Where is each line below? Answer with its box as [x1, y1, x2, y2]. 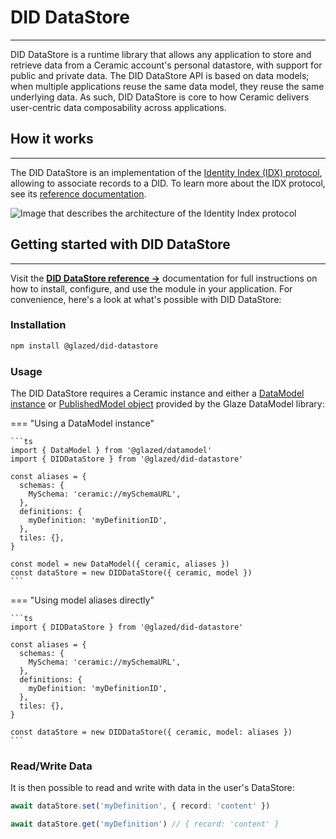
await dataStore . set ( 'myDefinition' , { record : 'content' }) [10, 801, 271, 811]
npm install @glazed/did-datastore [10, 341, 159, 351]
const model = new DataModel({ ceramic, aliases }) [10, 559, 230, 570]
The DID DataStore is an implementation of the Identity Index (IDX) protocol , [10, 166, 323, 178]
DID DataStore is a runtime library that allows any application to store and [10, 48, 312, 60]
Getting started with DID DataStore [10, 236, 231, 253]
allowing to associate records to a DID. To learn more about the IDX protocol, [10, 177, 326, 189]
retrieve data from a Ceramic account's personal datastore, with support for [10, 59, 323, 71]
